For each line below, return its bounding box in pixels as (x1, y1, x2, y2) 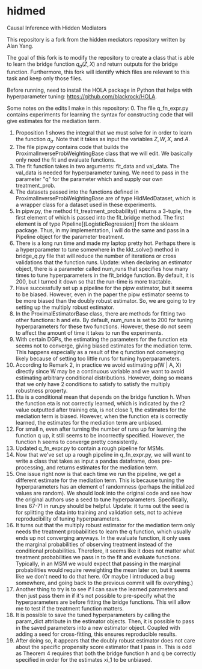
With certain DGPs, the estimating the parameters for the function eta (15, 335, 188, 343)
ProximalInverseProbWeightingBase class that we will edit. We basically (15, 150, 193, 157)
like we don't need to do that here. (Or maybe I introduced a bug (15, 572, 175, 580)
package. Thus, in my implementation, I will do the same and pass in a (15, 226, 189, 233)
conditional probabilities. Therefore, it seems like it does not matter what (15, 547, 195, 554)
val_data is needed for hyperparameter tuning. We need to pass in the (15, 169, 189, 176)
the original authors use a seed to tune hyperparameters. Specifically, (15, 496, 189, 503)
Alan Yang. (7, 42, 34, 49)
